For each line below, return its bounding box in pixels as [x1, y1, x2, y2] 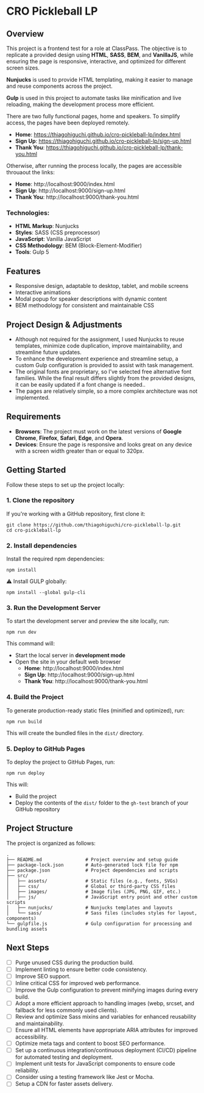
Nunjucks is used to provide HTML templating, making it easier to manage [6, 76, 193, 83]
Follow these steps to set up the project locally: [6, 481, 125, 489]
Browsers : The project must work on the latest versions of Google [15, 428, 182, 435]
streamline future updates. [15, 348, 82, 356]
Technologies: [6, 209, 50, 217]
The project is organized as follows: [6, 839, 96, 847]
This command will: [6, 640, 55, 647]
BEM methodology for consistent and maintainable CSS [15, 302, 155, 309]
